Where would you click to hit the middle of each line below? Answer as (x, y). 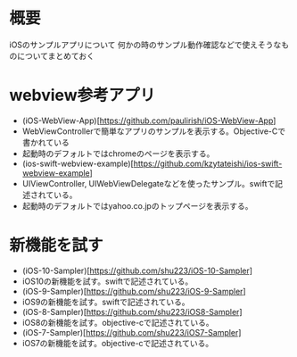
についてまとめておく (56, 55)
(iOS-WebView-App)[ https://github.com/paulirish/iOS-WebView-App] (149, 120)
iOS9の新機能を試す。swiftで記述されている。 (106, 302)
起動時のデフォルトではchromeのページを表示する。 (118, 154)
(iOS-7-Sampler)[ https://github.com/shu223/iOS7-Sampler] (132, 332)
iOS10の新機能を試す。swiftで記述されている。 (107, 281)
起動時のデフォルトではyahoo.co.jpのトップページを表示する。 (137, 205)
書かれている (45, 142)
